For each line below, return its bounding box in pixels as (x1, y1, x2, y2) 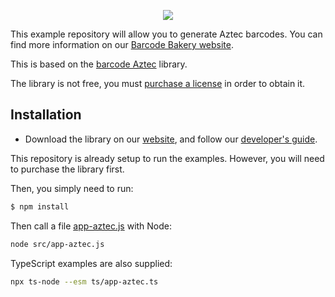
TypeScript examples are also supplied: (10, 257, 173, 269)
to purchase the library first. (10, 163, 125, 175)
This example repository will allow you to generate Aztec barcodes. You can (10, 28, 323, 40)
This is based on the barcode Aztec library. (10, 58, 188, 70)
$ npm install (10, 201, 70, 212)
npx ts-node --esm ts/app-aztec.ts (10, 276, 159, 287)
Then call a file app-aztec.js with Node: (10, 220, 173, 232)
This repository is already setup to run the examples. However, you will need (10, 152, 325, 164)
